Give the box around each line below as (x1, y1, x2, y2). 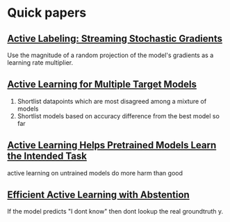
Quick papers (7, 5, 87, 21)
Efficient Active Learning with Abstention (7, 189, 190, 201)
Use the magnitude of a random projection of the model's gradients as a (7, 51, 214, 59)
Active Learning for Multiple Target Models (7, 79, 197, 90)
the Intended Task (7, 150, 87, 162)
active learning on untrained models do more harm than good (7, 168, 183, 177)
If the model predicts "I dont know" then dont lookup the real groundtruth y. (7, 207, 224, 216)
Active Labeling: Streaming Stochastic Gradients (7, 33, 222, 45)
